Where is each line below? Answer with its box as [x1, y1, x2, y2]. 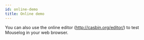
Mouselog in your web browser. [5, 30, 69, 35]
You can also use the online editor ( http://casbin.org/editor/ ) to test [5, 24, 140, 30]
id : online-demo [5, 7, 38, 12]
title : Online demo [5, 11, 45, 16]
